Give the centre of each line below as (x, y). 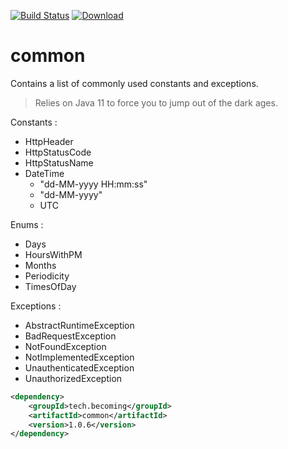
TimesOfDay (50, 286)
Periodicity (47, 276)
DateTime (44, 173)
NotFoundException (65, 346)
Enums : (27, 224)
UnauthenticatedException (79, 367)
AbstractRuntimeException (79, 325)
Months (40, 265)
